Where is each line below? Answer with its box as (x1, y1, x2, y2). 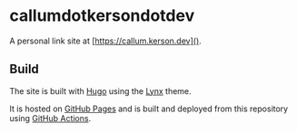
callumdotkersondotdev (9, 5, 195, 26)
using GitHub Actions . (9, 112, 92, 123)
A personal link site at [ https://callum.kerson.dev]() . (9, 35, 202, 46)
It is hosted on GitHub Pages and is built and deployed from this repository (9, 103, 289, 114)
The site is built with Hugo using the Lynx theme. (9, 85, 193, 96)
